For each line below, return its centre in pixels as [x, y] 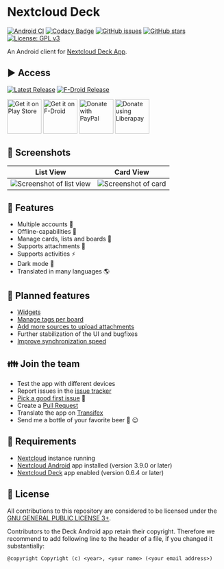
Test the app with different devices [66, 384]
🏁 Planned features [49, 295]
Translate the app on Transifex [60, 413]
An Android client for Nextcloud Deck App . [67, 51]
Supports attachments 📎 [51, 246]
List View [51, 172]
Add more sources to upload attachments [76, 327]
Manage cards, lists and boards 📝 [64, 239]
